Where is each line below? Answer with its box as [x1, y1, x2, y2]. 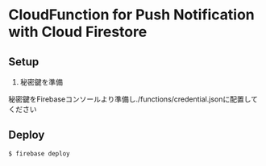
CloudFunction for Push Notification [8, 6, 256, 24]
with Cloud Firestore [8, 23, 148, 41]
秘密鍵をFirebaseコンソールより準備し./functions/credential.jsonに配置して [8, 94, 259, 104]
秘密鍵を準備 [19, 77, 63, 86]
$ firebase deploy [8, 149, 70, 158]
